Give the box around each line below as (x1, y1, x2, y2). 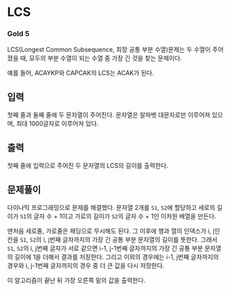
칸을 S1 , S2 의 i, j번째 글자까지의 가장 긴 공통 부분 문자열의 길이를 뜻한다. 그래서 (7, 235, 218, 243)
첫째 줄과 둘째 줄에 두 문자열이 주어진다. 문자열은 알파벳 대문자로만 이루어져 (7, 111, 211, 119)
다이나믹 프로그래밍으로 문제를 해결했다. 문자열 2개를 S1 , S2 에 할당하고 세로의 (7, 203, 215, 211)
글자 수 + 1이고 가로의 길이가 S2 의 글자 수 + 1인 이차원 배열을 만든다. (33, 212, 217, 220)
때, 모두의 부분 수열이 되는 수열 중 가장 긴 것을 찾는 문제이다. (19, 54, 182, 62)
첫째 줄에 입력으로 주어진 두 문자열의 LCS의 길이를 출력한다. (7, 161, 168, 170)
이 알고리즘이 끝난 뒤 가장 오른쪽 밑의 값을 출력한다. (7, 276, 145, 284)
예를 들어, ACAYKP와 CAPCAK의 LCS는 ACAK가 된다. (7, 69, 154, 77)
